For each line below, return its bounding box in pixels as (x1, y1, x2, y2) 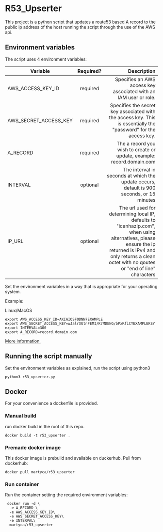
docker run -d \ (7, 501, 40, 506)
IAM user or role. (117, 94, 156, 101)
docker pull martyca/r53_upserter (5, 469, 75, 474)
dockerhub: (5, 460, 28, 466)
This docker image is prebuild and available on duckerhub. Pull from (5, 455, 141, 461)
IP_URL (7, 238, 24, 244)
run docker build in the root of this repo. (5, 423, 85, 429)
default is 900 (123, 184, 156, 191)
